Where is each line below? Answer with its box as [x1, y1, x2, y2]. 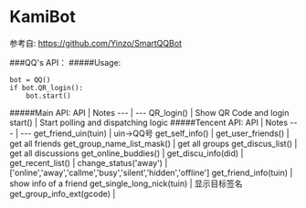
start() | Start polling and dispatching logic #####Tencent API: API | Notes [9, 117, 289, 128]
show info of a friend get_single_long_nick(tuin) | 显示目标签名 [9, 178, 244, 189]
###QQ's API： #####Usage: [9, 57, 121, 68]
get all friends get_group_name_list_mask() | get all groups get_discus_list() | [9, 138, 298, 149]
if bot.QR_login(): [9, 83, 84, 92]
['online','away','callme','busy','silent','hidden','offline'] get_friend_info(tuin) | [9, 167, 293, 178]
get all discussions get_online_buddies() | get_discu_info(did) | [9, 148, 244, 159]
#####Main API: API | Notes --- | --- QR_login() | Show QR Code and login [9, 107, 290, 118]
